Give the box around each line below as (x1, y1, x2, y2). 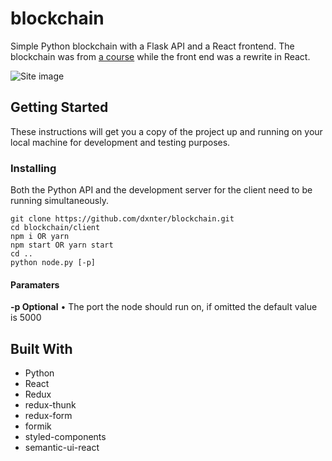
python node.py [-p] (10, 258, 97, 268)
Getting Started (10, 99, 109, 116)
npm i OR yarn (10, 232, 70, 242)
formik (24, 420, 52, 432)
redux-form (24, 410, 73, 422)
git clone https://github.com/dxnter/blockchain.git (10, 214, 235, 224)
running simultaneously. (10, 195, 109, 207)
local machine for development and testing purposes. (10, 136, 231, 148)
